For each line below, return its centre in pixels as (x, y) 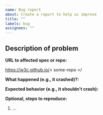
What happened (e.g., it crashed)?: (42, 79)
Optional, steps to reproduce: (36, 98)
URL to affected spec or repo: (36, 60)
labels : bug (17, 24)
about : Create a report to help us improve (51, 14)
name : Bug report (23, 10)
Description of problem (42, 48)
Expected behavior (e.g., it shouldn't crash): (52, 89)
